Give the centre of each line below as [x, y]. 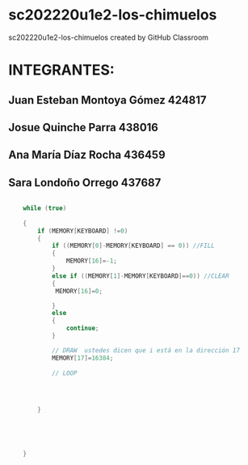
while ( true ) [45, 208]
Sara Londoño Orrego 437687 [85, 183]
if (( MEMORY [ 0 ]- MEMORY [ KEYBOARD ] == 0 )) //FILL [133, 246]
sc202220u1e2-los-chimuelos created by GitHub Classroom [108, 37]
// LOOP [65, 373]
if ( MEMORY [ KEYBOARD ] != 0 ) [83, 231]
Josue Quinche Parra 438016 [84, 127]
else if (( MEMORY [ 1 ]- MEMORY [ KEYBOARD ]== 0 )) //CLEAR [140, 276]
